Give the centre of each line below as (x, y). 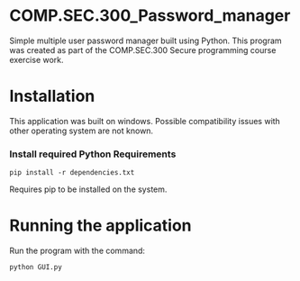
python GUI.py (36, 267)
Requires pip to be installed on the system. (88, 189)
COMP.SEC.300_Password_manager (150, 16)
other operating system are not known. (82, 131)
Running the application (100, 226)
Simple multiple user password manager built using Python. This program (145, 41)
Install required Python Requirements (93, 154)
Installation (52, 96)
